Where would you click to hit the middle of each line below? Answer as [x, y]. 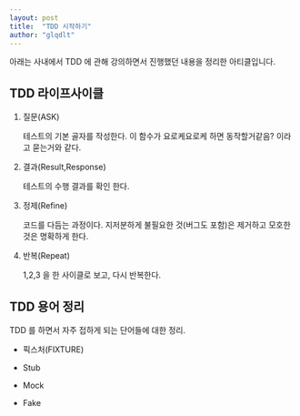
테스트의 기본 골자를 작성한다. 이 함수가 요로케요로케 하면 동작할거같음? [148, 137]
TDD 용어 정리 [47, 306]
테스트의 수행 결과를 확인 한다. [76, 187]
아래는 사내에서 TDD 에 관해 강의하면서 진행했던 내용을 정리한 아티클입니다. [142, 62]
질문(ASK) [41, 117]
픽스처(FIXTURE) [53, 350]
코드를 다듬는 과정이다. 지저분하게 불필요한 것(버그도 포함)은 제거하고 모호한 [156, 225]
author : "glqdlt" [42, 35]
